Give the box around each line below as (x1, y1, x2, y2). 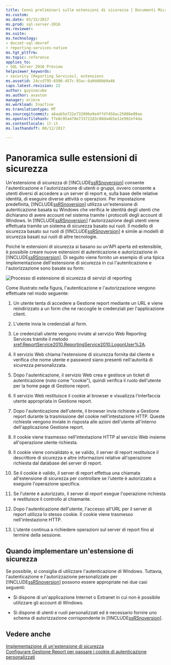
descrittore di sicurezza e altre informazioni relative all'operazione (13, 455, 152, 461)
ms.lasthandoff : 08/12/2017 (6, 126, 65, 131)
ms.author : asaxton (6, 93, 47, 98)
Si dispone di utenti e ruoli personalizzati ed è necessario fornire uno (13, 610, 157, 616)
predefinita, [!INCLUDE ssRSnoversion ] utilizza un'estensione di (6, 201, 138, 208)
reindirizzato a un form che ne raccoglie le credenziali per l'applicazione (13, 306, 164, 312)
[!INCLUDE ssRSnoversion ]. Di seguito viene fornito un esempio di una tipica (6, 254, 164, 261)
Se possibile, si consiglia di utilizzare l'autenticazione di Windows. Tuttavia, (6, 568, 163, 574)
